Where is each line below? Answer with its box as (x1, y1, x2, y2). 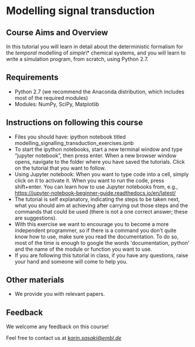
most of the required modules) (14, 94, 88, 101)
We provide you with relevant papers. (14, 291, 105, 298)
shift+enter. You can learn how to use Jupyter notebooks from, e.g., (14, 183, 179, 190)
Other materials (6, 275, 64, 285)
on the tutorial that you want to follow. (14, 164, 106, 171)
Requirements (6, 72, 59, 83)
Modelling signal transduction (6, 4, 155, 18)
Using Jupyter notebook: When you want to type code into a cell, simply (14, 170, 189, 177)
